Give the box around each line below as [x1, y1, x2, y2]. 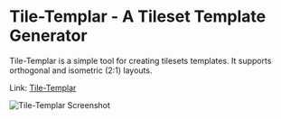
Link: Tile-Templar [9, 82, 77, 93]
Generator [9, 25, 88, 46]
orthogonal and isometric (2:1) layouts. [9, 65, 153, 76]
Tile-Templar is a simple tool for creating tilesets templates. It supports [9, 55, 272, 66]
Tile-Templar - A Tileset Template [9, 6, 267, 27]
